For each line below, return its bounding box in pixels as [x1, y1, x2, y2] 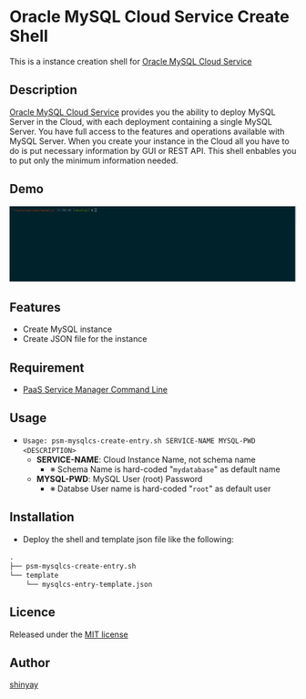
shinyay [9, 679, 39, 690]
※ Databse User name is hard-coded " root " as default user [49, 483, 271, 494]
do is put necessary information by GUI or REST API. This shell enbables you [9, 145, 297, 156]
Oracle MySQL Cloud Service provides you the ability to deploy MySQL [9, 107, 276, 118]
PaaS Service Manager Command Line [22, 385, 168, 396]
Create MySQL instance [22, 324, 112, 334]
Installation [9, 509, 75, 525]
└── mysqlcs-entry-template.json [25, 580, 153, 589]
